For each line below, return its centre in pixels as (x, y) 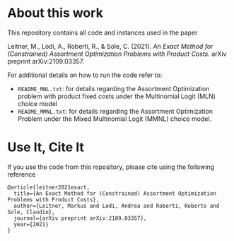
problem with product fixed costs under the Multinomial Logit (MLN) (116, 96)
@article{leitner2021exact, (49, 187)
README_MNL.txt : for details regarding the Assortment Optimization (113, 88)
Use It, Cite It (46, 147)
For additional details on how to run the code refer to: (85, 75)
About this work (55, 13)
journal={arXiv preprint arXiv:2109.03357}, (80, 218)
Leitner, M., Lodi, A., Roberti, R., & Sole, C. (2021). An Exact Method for (110, 46)
